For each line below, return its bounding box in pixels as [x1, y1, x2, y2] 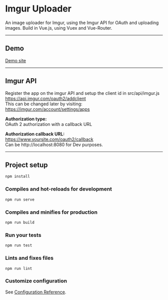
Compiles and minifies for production [5, 209, 97, 216]
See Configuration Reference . [5, 289, 66, 295]
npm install [5, 174, 30, 179]
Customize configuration [5, 277, 67, 284]
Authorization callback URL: [5, 131, 65, 137]
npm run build [5, 220, 35, 225]
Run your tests [5, 231, 41, 238]
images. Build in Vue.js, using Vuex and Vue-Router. [5, 25, 112, 31]
